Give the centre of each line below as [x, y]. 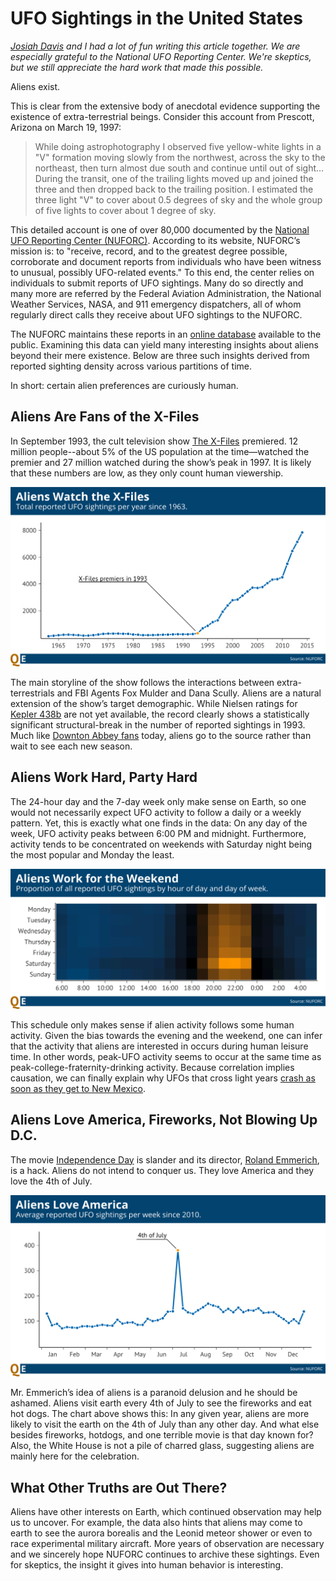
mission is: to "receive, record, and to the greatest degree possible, [149, 251]
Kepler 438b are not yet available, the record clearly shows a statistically [160, 714]
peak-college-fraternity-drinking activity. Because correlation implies [152, 1067]
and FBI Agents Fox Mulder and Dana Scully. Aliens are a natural [189, 693]
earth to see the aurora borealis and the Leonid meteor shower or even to [161, 1533]
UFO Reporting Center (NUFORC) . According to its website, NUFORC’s [155, 240]
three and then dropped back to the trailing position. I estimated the [174, 189]
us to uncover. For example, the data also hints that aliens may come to [156, 1523]
